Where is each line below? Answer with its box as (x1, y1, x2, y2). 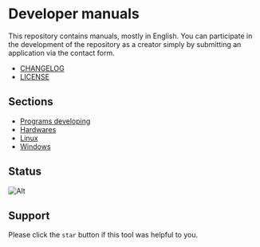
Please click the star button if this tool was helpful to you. (8, 230, 198, 240)
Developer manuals (8, 5, 140, 23)
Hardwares (19, 124, 57, 134)
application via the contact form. (8, 48, 116, 57)
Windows (19, 141, 51, 151)
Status (8, 165, 42, 178)
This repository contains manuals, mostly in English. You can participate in (8, 31, 253, 41)
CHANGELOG (19, 63, 65, 73)
